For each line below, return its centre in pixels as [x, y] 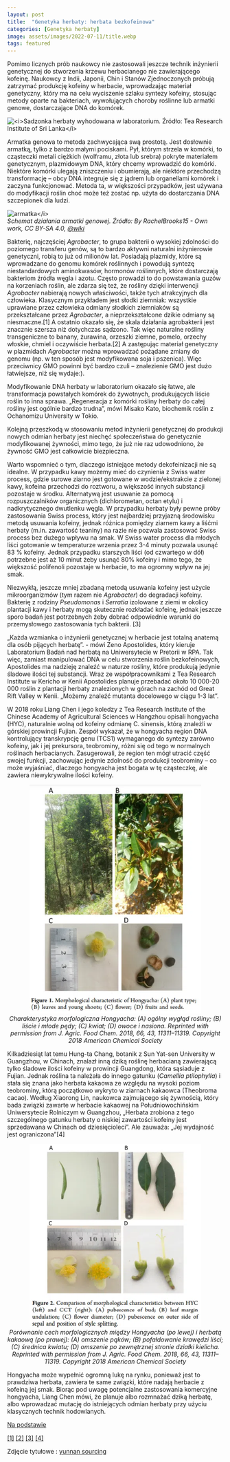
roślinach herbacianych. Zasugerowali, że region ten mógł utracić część [109, 753]
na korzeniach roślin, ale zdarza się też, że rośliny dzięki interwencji [103, 286]
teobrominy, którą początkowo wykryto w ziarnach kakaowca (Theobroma [112, 1090]
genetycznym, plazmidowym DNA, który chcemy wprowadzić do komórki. [112, 164]
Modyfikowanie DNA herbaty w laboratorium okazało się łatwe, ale [101, 387]
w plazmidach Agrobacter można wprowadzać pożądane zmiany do [104, 352]
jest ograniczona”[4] [36, 1134]
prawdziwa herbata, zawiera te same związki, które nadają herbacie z [106, 1382]
